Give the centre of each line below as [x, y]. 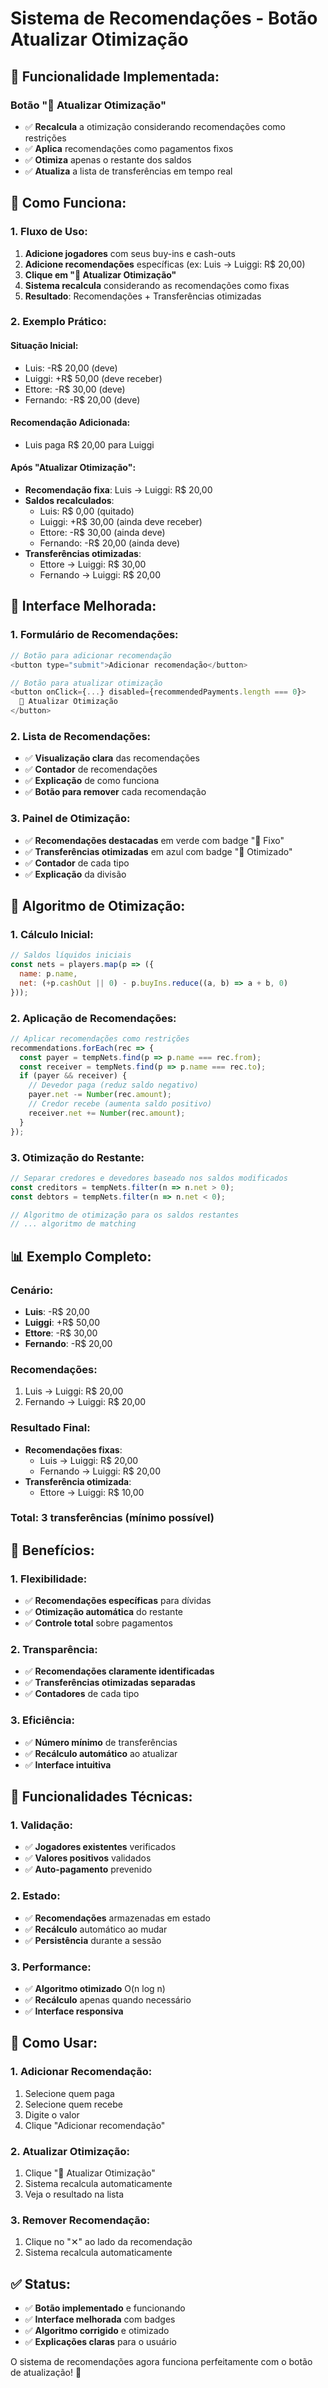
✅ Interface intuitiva [68, 1764]
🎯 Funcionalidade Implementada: [115, 76]
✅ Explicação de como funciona [92, 781]
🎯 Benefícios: [52, 1550]
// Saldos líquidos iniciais [71, 955]
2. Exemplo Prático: [58, 322]
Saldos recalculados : [69, 501]
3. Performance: [51, 1967]
